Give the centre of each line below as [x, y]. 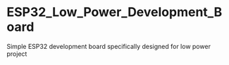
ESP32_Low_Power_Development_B [114, 12]
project [17, 54]
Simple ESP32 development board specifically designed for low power [109, 46]
